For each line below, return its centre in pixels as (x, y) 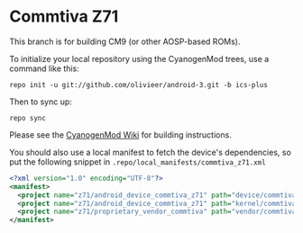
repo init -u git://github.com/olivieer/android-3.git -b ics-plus (139, 85)
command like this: (44, 68)
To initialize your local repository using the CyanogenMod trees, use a (139, 58)
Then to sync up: (41, 102)
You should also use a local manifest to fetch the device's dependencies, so (150, 152)
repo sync (28, 118)
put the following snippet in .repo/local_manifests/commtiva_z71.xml (138, 161)
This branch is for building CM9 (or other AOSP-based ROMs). (125, 41)
